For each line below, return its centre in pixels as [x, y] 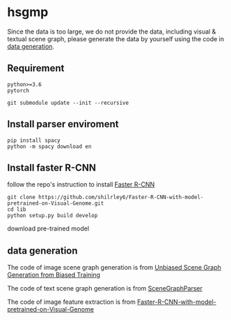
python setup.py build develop [53, 216]
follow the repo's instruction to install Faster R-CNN [81, 184]
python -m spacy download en [49, 146]
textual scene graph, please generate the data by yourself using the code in [116, 38]
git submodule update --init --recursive [68, 103]
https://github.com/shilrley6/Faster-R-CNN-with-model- [121, 197]
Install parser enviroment [63, 124]
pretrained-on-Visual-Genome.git [56, 203]
